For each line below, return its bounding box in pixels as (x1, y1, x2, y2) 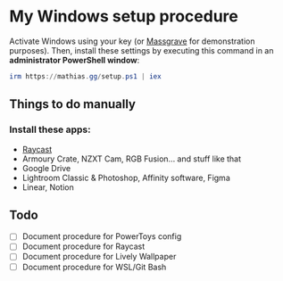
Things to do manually (9, 96, 137, 112)
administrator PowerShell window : (9, 54, 140, 65)
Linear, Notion (21, 181, 74, 193)
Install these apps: (9, 123, 91, 136)
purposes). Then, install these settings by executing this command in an (9, 45, 274, 55)
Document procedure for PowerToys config (21, 231, 182, 242)
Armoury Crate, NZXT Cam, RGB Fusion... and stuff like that (21, 153, 242, 164)
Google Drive (21, 162, 71, 173)
